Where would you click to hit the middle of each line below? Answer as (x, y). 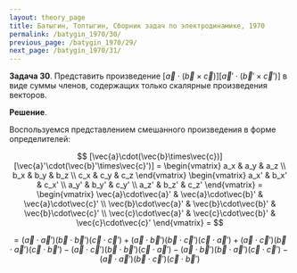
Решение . (28, 112)
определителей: (40, 139)
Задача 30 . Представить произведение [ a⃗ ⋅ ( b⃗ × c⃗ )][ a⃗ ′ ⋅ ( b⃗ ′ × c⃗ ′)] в (148, 76)
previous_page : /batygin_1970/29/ (74, 42)
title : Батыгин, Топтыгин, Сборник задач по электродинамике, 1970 (137, 26)
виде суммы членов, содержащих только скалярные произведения (138, 86)
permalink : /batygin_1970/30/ (66, 34)
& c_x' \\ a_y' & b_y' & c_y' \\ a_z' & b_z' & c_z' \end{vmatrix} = (150, 185)
